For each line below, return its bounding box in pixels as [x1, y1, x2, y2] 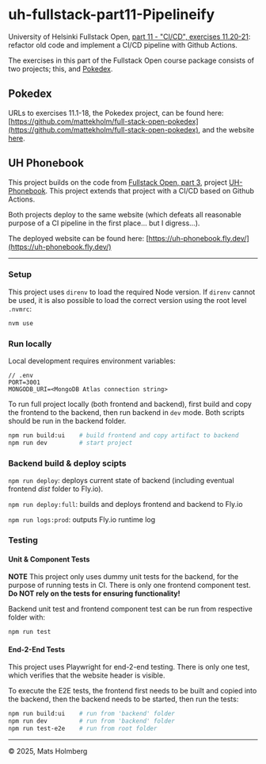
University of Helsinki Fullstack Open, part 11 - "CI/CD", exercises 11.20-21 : [8, 32, 251, 41]
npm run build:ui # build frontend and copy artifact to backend [8, 432, 239, 440]
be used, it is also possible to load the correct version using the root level [8, 295, 247, 305]
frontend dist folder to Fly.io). [8, 484, 104, 493]
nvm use [8, 319, 34, 327]
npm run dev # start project [8, 439, 133, 447]
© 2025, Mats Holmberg [8, 747, 88, 756]
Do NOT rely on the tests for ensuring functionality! [8, 589, 180, 598]
